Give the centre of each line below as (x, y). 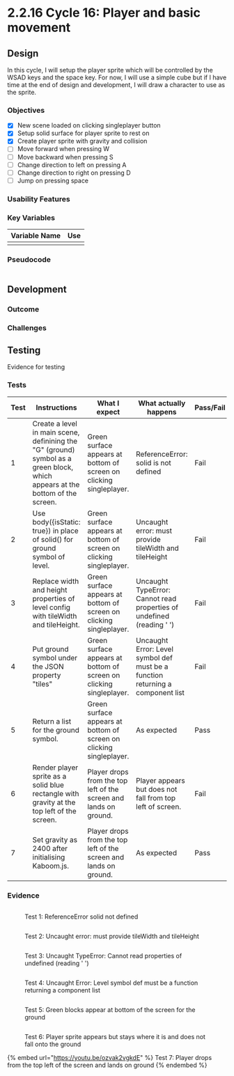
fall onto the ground (53, 1044)
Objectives (26, 110)
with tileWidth (55, 616)
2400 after (50, 848)
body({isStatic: (56, 522)
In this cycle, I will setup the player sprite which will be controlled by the (110, 70)
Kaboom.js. (51, 866)
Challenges (27, 327)
